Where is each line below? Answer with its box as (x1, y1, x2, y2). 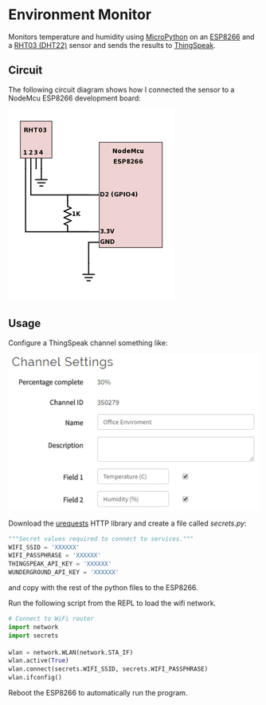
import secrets (8, 632, 59, 640)
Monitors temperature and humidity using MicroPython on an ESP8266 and (8, 32, 255, 41)
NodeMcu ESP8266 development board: (8, 93, 141, 103)
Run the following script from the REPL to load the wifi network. (8, 598, 217, 608)
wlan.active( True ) (8, 656, 69, 665)
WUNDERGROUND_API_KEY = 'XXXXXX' (8, 569, 119, 577)
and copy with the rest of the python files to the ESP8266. (8, 583, 198, 592)
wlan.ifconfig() (8, 674, 62, 682)
